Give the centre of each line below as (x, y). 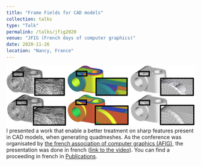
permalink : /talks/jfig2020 (42, 32)
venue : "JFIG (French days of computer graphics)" (71, 38)
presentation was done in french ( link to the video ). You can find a (88, 150)
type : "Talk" (23, 25)
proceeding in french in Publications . (52, 156)
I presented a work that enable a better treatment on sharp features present (100, 131)
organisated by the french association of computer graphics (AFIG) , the (95, 144)
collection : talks (29, 19)
